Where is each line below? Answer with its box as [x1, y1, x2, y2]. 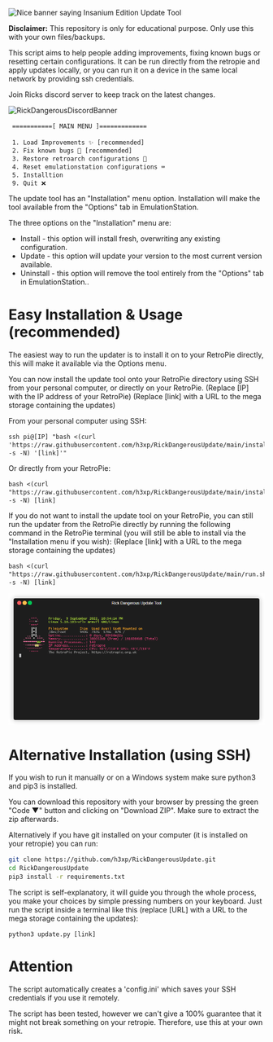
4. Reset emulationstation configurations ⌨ [11, 163, 165, 171]
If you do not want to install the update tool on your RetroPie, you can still [8, 510, 253, 521]
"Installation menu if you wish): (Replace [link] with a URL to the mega [8, 536, 242, 546]
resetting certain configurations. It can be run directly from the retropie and [8, 57, 260, 66]
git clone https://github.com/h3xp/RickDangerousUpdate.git [8, 855, 217, 864]
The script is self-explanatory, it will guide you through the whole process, [8, 888, 258, 898]
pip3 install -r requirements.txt [8, 873, 126, 882]
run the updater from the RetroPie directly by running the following [8, 519, 232, 529]
